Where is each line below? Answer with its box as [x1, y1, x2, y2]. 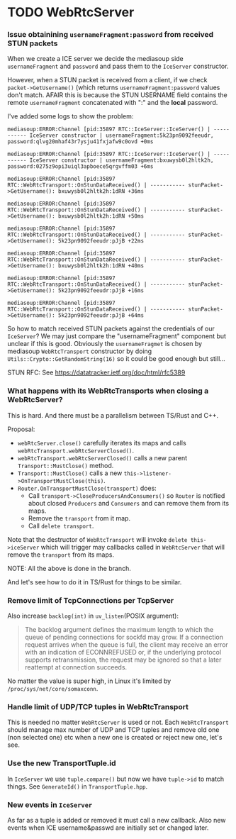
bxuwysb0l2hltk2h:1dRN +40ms [57, 262, 144, 270]
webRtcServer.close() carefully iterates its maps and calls [17, 438, 186, 447]
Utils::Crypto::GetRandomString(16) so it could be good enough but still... [7, 355, 225, 363]
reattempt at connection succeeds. [24, 663, 128, 672]
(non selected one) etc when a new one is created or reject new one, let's [7, 733, 223, 742]
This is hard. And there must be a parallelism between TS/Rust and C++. [7, 411, 218, 419]
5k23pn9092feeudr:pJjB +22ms [57, 238, 144, 245]
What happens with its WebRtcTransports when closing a [7, 386, 209, 396]
